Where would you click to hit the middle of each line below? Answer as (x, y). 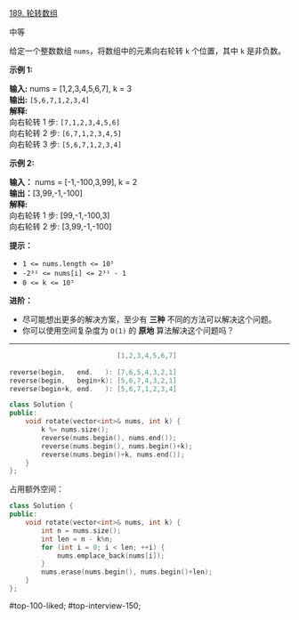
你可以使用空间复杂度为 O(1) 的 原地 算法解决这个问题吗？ (128, 330)
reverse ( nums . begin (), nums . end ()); (109, 438)
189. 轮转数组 (33, 13)
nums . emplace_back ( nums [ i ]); (111, 556)
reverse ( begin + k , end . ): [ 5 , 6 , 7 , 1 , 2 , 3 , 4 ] (93, 389)
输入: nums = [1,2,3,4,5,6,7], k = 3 (70, 89)
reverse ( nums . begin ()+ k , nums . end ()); (113, 455)
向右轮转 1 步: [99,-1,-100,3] (60, 215)
